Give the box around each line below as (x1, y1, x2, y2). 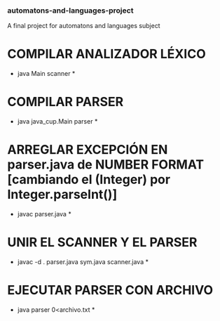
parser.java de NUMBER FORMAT (7, 157, 205, 173)
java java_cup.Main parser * (17, 117, 98, 126)
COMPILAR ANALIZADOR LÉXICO (7, 46, 206, 62)
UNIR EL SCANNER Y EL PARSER (7, 235, 198, 251)
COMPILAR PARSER (7, 94, 124, 110)
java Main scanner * (17, 70, 76, 78)
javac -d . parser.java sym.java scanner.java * (17, 258, 149, 266)
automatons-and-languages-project (7, 6, 134, 15)
